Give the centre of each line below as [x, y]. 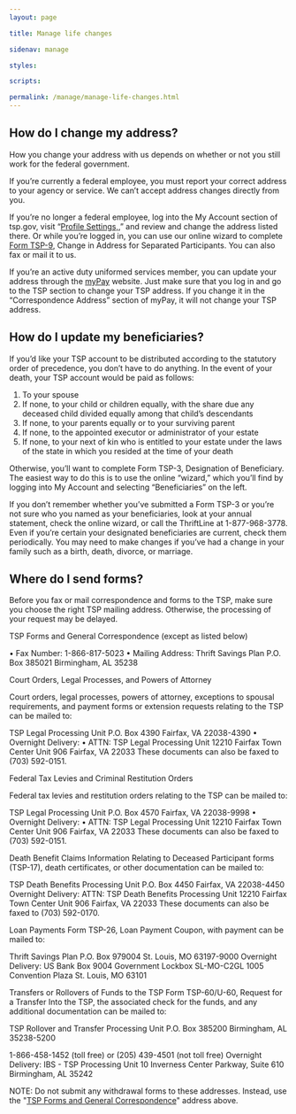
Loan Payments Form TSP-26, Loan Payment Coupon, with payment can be [147, 930]
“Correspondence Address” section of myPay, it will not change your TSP [143, 300]
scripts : [25, 81]
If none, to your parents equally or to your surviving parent [129, 422]
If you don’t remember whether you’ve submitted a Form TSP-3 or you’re [142, 504]
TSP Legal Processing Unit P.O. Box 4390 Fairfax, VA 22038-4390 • [133, 733]
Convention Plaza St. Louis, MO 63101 [78, 976]
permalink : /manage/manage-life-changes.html [94, 97]
